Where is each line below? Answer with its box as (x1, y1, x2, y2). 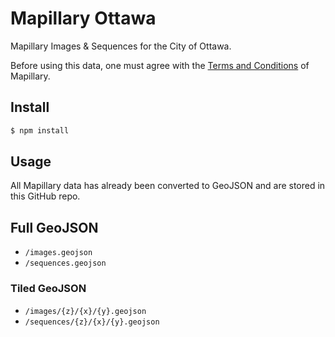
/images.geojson (24, 248, 93, 258)
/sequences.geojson (24, 258, 107, 269)
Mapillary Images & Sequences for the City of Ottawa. (10, 40, 232, 52)
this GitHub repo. (10, 190, 81, 202)
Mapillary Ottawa (10, 7, 157, 30)
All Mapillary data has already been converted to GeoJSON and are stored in (10, 180, 326, 192)
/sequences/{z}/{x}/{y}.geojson (24, 317, 160, 327)
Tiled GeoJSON (10, 282, 87, 296)
